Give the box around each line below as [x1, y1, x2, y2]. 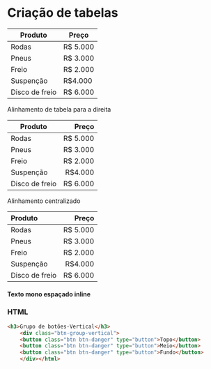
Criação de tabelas [7, 5, 118, 21]
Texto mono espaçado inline [7, 289, 91, 298]
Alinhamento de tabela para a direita [7, 105, 111, 113]
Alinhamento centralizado [7, 197, 81, 205]
